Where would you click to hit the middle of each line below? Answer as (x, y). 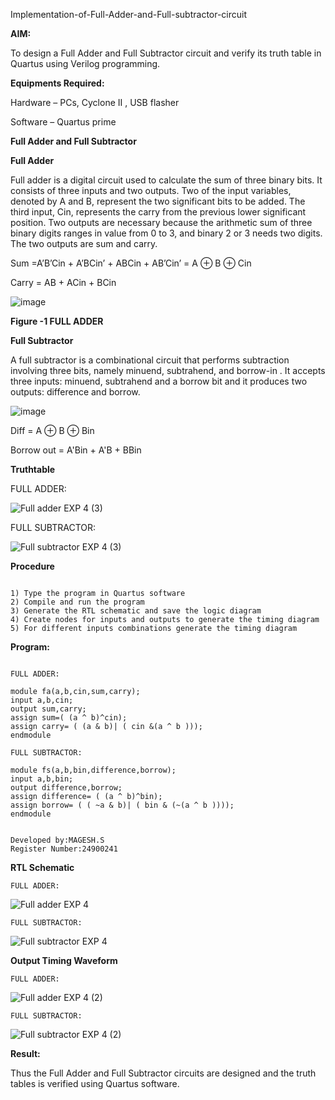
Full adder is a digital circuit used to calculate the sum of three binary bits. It (166, 180)
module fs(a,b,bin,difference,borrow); (93, 770)
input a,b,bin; (42, 779)
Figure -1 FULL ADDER (57, 321)
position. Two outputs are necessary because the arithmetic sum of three (161, 222)
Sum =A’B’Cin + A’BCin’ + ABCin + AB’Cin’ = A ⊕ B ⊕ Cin (131, 263)
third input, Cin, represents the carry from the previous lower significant (158, 212)
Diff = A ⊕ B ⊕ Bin (52, 430)
